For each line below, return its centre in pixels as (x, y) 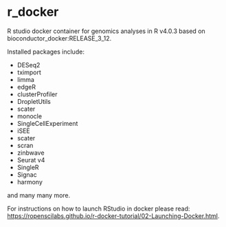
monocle (30, 116)
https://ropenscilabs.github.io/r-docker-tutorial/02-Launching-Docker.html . (113, 216)
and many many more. (39, 195)
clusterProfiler (37, 94)
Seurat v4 (31, 160)
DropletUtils (34, 101)
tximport (29, 72)
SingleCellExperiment (47, 123)
